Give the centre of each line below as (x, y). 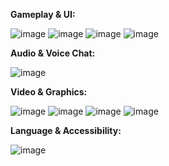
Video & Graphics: (49, 92)
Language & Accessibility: (66, 130)
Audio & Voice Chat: (53, 53)
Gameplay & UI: (43, 14)
